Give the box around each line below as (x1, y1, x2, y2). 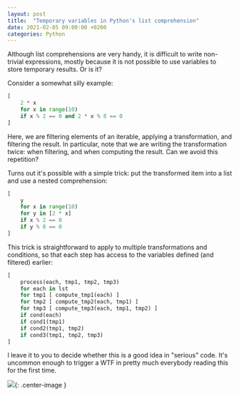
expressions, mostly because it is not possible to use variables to (24, 58, 216, 66)
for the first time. (7, 366, 57, 375)
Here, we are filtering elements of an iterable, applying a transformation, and (7, 132, 233, 141)
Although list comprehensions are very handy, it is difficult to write (7, 50, 203, 59)
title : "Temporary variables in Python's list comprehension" (7, 17, 200, 24)
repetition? (7, 155, 39, 163)
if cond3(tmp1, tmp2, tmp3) (20, 331, 103, 339)
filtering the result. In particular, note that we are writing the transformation (7, 140, 227, 148)
